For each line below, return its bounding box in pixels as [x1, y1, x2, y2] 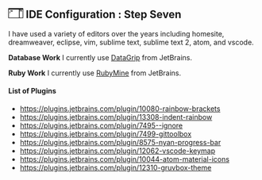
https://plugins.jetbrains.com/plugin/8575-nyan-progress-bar [19, 138, 222, 147]
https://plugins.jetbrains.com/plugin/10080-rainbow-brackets [19, 104, 221, 113]
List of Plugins [8, 86, 57, 96]
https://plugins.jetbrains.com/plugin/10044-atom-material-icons [19, 155, 230, 164]
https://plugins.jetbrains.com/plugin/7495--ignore [19, 121, 183, 131]
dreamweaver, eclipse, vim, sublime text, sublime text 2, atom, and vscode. [8, 37, 254, 47]
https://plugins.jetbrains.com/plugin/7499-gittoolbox [19, 129, 192, 139]
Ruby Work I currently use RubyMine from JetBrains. [8, 68, 182, 78]
